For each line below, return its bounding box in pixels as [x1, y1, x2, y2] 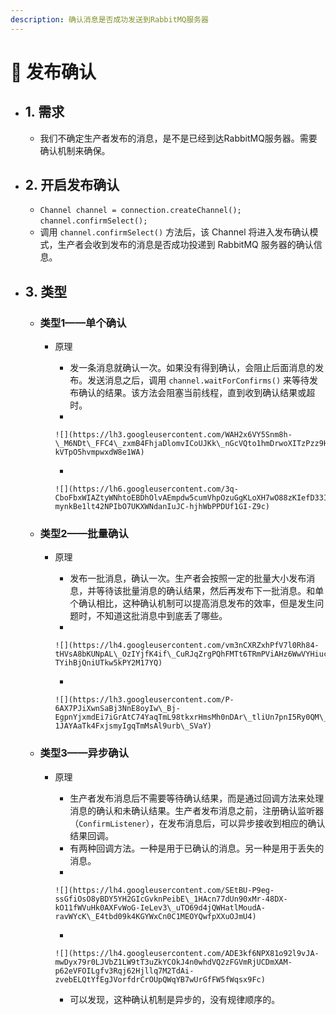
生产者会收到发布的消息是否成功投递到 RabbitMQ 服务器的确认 [57, 239, 314, 251]
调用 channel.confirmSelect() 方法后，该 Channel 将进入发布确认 [39, 226, 310, 238]
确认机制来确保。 [39, 144, 111, 156]
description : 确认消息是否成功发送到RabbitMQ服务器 [10, 14, 209, 25]
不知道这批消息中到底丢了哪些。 [96, 610, 228, 622]
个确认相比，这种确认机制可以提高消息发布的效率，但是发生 [69, 597, 316, 610]
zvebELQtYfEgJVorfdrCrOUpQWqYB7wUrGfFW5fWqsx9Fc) [54, 974, 266, 985]
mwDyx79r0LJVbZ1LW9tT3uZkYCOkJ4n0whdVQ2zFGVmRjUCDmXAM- [54, 957, 293, 967]
